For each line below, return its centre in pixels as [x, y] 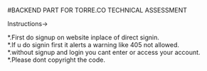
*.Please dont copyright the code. [56, 60]
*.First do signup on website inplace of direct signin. [84, 37]
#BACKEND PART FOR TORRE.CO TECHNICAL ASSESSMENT [97, 10]
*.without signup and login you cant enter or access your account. [104, 52]
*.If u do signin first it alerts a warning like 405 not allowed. [94, 45]
